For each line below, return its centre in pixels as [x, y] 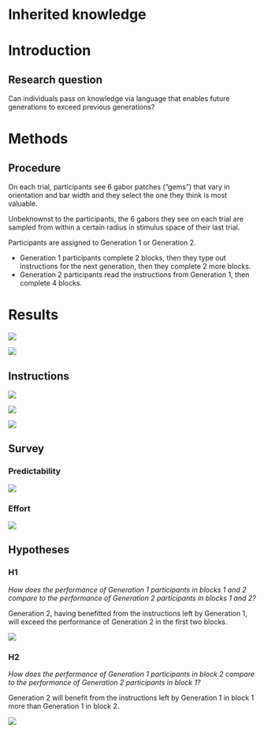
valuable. [23, 204]
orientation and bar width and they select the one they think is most [118, 196]
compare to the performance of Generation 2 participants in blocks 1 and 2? [132, 598]
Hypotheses [39, 550]
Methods [38, 139]
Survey [26, 449]
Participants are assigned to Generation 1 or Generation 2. [102, 243]
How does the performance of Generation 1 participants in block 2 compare [131, 674]
